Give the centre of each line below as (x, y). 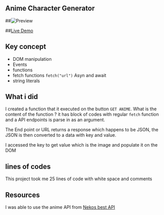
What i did (22, 97)
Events (20, 64)
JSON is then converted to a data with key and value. (61, 135)
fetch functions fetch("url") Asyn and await (59, 75)
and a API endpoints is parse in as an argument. (55, 120)
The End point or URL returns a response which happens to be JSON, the (82, 130)
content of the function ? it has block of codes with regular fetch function (82, 114)
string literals (26, 81)
